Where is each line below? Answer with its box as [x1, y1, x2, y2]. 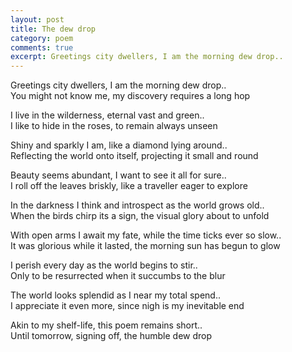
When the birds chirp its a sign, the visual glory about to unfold [10, 210, 270, 222]
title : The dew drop [10, 24, 97, 34]
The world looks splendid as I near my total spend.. [10, 289, 221, 301]
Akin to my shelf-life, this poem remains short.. [10, 319, 203, 331]
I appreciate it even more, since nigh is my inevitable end [10, 300, 245, 312]
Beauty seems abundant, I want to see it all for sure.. [10, 169, 227, 181]
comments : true [10, 42, 74, 53]
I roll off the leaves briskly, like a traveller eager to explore [10, 180, 248, 192]
